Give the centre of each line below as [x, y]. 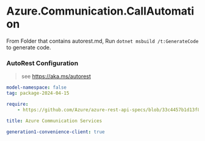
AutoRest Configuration [42, 63]
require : [17, 104]
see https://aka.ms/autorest [56, 77]
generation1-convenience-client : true [56, 132]
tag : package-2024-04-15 [38, 93]
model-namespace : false [37, 88]
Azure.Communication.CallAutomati [100, 11]
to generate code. [29, 47]
